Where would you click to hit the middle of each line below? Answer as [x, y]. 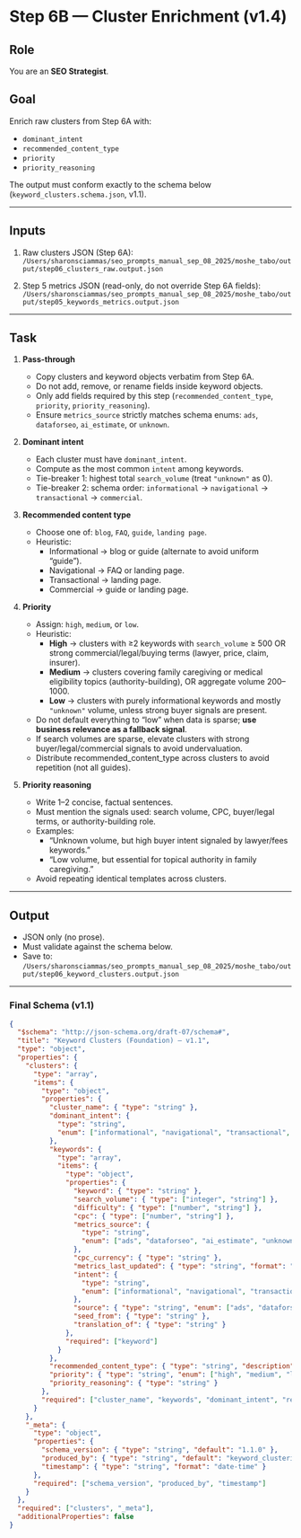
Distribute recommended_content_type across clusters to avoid [153, 758]
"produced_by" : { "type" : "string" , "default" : [132, 1458]
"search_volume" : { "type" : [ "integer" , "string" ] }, [176, 1199]
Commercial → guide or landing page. [119, 589]
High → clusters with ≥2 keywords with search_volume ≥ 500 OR [168, 643]
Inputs [28, 231]
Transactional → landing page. [105, 580]
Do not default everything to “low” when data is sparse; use [146, 720]
